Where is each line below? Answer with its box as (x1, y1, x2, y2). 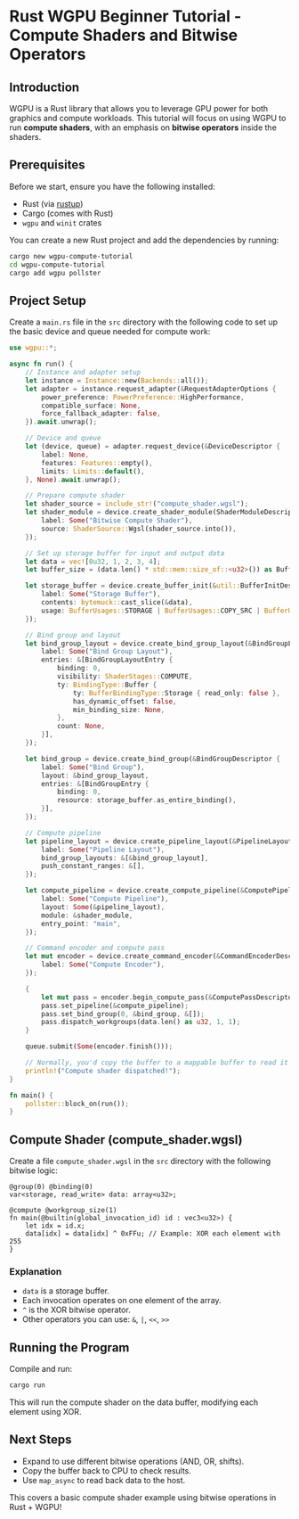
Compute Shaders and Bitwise (9, 25, 238, 45)
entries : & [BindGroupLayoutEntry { (41, 655, 174, 665)
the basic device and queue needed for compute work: (9, 326, 211, 337)
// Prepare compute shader (25, 491, 125, 500)
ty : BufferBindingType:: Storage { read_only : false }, (72, 688, 280, 697)
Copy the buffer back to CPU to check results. (21, 1465, 191, 1476)
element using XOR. (9, 1407, 82, 1417)
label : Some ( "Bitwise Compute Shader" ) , (41, 516, 193, 525)
